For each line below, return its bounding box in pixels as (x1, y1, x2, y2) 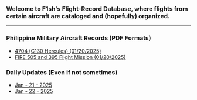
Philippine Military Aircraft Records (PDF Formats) (6, 34, 151, 42)
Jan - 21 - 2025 (14, 81, 52, 88)
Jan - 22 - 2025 (14, 87, 53, 95)
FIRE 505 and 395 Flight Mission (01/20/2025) (14, 53, 126, 60)
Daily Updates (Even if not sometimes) (6, 68, 118, 76)
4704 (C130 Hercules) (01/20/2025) (14, 47, 101, 54)
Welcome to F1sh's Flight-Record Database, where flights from (6, 5, 189, 13)
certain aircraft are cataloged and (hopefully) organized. (6, 12, 170, 20)
